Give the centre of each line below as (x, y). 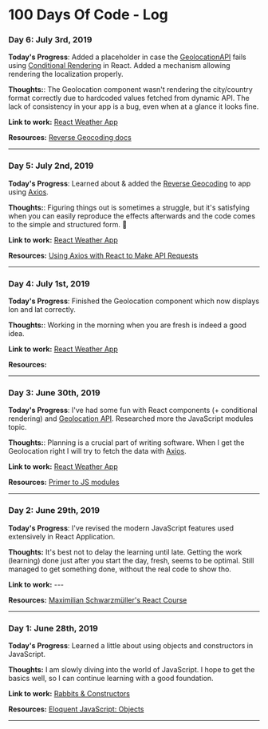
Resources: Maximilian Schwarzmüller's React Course (98, 600)
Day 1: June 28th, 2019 (53, 628)
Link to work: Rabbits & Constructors (69, 693)
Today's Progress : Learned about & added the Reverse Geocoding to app (130, 183)
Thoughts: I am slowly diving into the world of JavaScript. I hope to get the (132, 669)
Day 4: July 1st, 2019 (49, 283)
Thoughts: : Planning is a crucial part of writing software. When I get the (126, 443)
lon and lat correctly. (42, 310)
